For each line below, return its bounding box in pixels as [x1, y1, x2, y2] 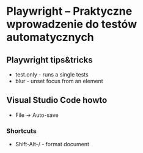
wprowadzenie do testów [6, 17, 137, 31]
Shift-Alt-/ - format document [15, 141, 90, 148]
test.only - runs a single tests [15, 71, 89, 78]
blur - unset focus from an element [15, 78, 103, 84]
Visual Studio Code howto [6, 95, 108, 105]
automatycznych [6, 31, 95, 44]
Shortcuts [6, 127, 37, 135]
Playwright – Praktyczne [6, 4, 133, 18]
